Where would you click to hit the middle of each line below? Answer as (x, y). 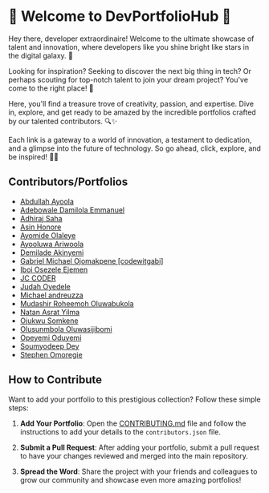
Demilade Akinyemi (52, 253)
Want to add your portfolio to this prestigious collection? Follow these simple (134, 399)
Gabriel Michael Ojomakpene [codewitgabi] (92, 261)
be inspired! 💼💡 (33, 156)
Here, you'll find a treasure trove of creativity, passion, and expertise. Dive (131, 103)
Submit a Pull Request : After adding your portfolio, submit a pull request (139, 447)
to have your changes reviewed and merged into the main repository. (134, 455)
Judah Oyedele (45, 286)
